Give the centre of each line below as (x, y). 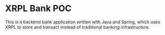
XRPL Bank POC (38, 9)
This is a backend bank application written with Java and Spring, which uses (83, 22)
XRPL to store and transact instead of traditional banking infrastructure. (78, 27)
